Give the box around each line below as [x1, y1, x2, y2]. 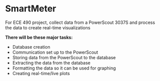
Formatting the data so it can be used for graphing [12, 65, 116, 71]
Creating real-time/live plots [12, 70, 70, 76]
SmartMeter [5, 3, 56, 14]
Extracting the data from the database [12, 60, 91, 66]
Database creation [12, 44, 51, 50]
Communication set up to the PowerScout [12, 49, 98, 55]
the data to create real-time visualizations [5, 24, 91, 30]
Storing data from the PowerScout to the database [12, 54, 116, 60]
